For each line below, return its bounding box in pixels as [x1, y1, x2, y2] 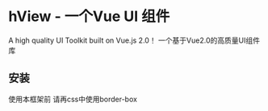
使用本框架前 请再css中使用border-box [8, 94, 137, 104]
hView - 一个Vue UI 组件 [8, 7, 170, 26]
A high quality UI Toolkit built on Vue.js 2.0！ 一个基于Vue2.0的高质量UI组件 [8, 35, 261, 45]
